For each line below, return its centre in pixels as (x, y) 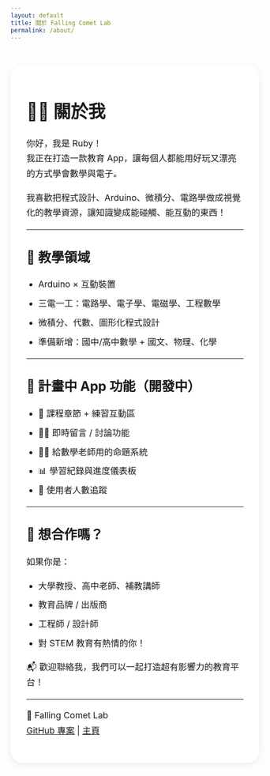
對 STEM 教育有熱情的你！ (92, 643)
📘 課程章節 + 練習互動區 (87, 413)
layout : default (37, 15)
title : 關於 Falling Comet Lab (61, 23)
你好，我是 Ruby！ (64, 143)
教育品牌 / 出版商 (73, 605)
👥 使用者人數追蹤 (73, 490)
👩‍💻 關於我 (66, 111)
